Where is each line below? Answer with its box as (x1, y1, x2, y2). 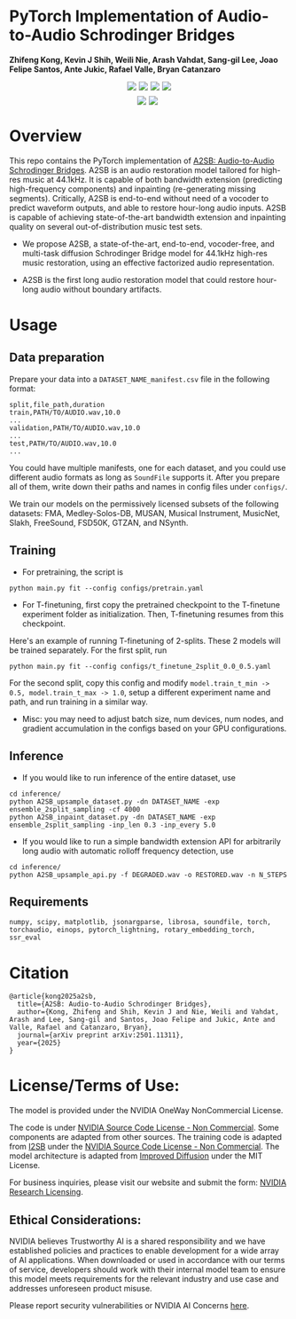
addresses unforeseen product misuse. (9, 1284, 152, 1293)
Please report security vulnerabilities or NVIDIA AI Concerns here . (9, 1300, 250, 1310)
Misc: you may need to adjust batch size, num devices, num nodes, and (21, 713, 284, 724)
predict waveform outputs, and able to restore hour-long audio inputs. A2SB (9, 202, 286, 213)
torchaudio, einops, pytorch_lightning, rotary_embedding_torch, (9, 925, 255, 935)
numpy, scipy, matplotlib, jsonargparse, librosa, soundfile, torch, (9, 918, 272, 927)
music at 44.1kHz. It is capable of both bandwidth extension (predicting (22, 174, 283, 185)
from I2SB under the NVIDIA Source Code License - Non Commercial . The (9, 1142, 280, 1152)
